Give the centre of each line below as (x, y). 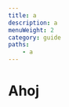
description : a (33, 23)
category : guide (34, 37)
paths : (19, 45)
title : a (22, 15)
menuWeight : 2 (31, 30)
